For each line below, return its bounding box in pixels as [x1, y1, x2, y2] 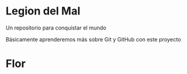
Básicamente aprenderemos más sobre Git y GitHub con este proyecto [5, 35, 182, 43]
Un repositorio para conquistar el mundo [5, 24, 107, 31]
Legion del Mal [5, 4, 81, 18]
